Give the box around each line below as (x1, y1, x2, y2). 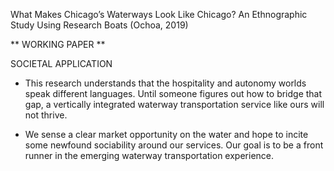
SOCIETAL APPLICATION (10, 58, 113, 69)
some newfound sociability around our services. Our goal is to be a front (24, 139, 324, 151)
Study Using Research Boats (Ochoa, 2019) (10, 19, 189, 31)
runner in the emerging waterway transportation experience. (24, 150, 275, 161)
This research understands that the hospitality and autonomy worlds (24, 77, 307, 89)
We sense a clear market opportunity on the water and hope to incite (24, 129, 309, 140)
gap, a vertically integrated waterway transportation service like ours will (24, 99, 325, 110)
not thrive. (24, 109, 68, 121)
